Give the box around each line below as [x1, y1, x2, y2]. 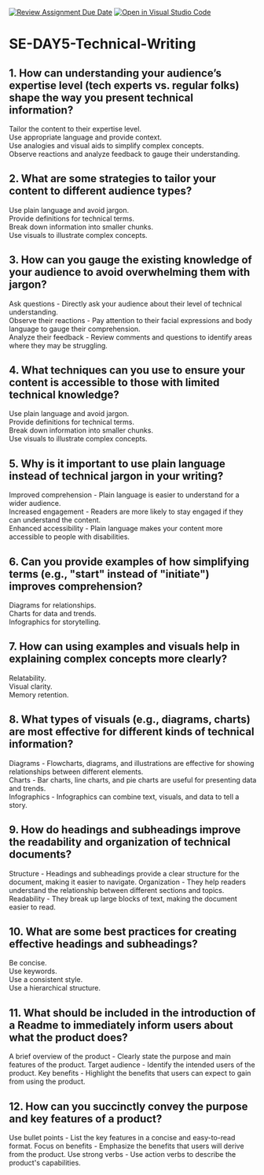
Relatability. [9, 673, 46, 682]
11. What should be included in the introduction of [9, 1006, 256, 1020]
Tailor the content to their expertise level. [9, 125, 142, 133]
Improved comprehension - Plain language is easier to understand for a [9, 490, 240, 500]
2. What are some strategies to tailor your [9, 172, 217, 185]
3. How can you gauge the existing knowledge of [9, 253, 252, 267]
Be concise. [9, 958, 47, 968]
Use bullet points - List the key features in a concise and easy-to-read [9, 1132, 236, 1142]
